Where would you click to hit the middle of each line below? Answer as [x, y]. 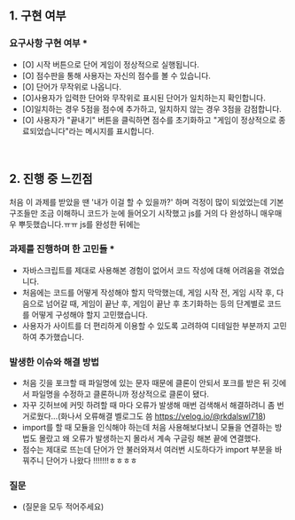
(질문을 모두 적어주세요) [63, 507]
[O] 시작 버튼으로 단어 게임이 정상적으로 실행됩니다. [110, 64]
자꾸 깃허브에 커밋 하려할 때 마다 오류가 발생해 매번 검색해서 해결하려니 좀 [148, 406]
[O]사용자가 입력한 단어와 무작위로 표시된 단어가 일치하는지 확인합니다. [144, 98]
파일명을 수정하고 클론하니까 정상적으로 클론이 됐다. [120, 394]
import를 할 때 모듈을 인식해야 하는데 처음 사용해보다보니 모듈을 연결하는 [147, 428]
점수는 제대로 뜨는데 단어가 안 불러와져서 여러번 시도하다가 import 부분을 [147, 450]
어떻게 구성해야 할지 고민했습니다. [89, 314]
